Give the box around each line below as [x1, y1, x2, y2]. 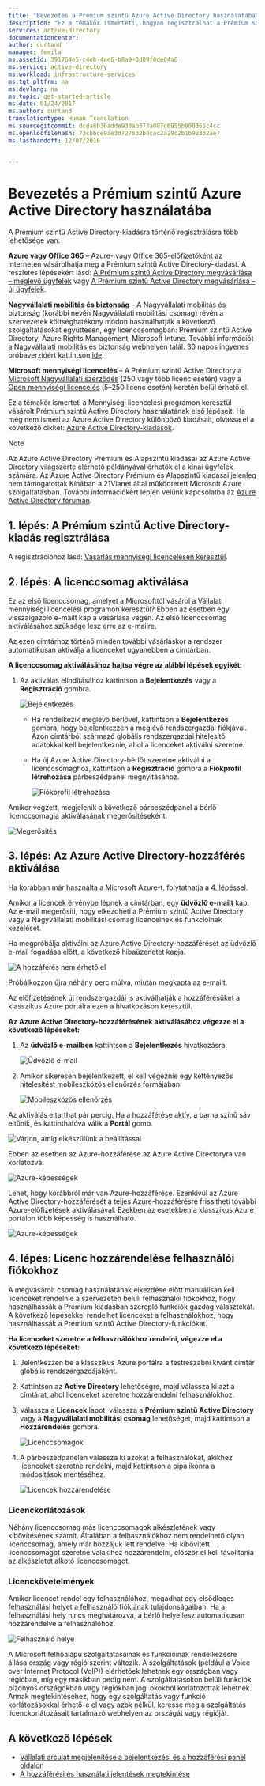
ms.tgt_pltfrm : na [8, 78, 69, 85]
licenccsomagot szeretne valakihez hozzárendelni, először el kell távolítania [8, 1547, 255, 1557]
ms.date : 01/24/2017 [8, 100, 77, 108]
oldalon [19, 1761, 45, 1770]
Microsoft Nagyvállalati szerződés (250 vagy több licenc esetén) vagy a [8, 374, 242, 384]
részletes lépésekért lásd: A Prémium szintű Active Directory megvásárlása [8, 268, 252, 278]
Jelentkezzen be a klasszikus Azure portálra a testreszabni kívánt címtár [19, 1357, 255, 1367]
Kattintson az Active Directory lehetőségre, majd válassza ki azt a [19, 1381, 235, 1391]
